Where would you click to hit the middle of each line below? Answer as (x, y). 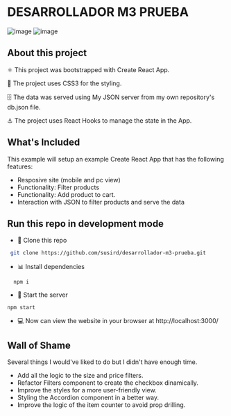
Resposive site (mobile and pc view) (69, 180)
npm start (22, 308)
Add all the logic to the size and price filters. (80, 376)
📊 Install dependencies (51, 267)
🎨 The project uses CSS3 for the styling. (65, 83)
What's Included (44, 142)
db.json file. (24, 107)
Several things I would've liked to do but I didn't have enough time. (102, 362)
